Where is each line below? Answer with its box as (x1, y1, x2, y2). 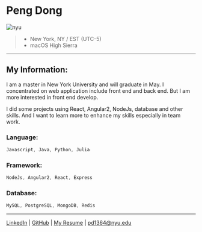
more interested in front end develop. (6, 93, 99, 101)
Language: (6, 133, 38, 142)
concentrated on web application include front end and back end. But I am (6, 87, 191, 94)
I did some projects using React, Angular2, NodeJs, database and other (6, 105, 183, 112)
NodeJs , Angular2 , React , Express (6, 175, 93, 181)
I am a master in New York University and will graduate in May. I (6, 81, 164, 88)
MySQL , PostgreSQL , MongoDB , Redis (6, 202, 96, 208)
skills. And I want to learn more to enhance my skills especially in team (6, 111, 181, 119)
